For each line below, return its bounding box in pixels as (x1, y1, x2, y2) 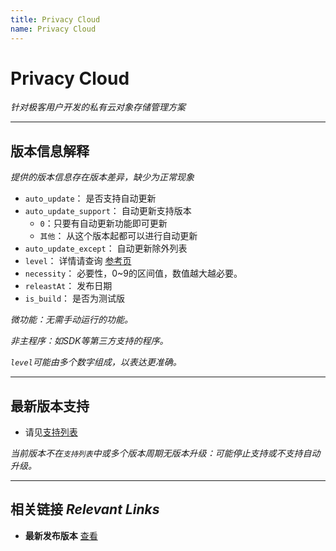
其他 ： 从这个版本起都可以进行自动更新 (39, 230, 198, 242)
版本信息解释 (10, 142, 90, 160)
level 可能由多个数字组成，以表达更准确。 (10, 356, 182, 368)
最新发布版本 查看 (24, 529, 98, 541)
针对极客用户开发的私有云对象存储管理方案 (10, 101, 186, 113)
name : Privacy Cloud (10, 24, 97, 34)
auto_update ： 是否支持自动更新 (24, 192, 157, 205)
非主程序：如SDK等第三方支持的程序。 (10, 335, 169, 347)
